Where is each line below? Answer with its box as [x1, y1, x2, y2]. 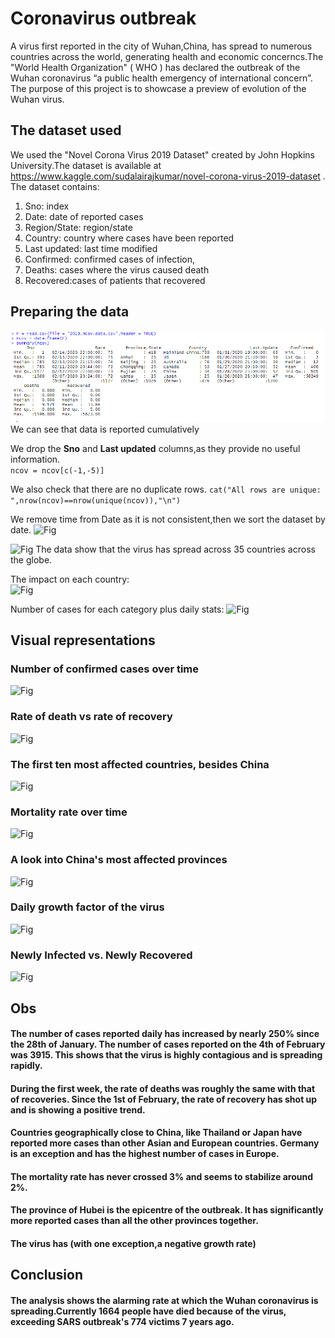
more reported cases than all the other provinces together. [10, 1215, 259, 1227]
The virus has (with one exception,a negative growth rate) [10, 1238, 257, 1250]
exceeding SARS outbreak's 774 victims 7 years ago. [10, 1316, 235, 1328]
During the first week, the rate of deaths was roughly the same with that [10, 1082, 316, 1094]
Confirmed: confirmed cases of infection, [24, 253, 196, 265]
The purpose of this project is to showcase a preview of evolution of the [10, 82, 307, 94]
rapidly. [10, 1060, 43, 1072]
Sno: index [24, 200, 70, 212]
